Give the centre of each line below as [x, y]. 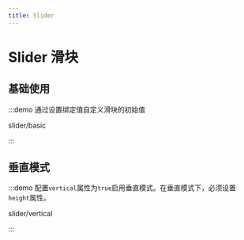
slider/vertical [30, 214]
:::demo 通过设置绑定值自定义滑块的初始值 [77, 109]
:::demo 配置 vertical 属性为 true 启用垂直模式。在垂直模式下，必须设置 [122, 188]
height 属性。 [29, 198]
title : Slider [32, 15]
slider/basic [27, 125]
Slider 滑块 [43, 57]
